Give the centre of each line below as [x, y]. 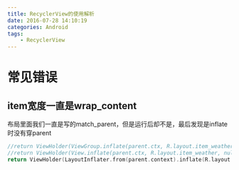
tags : [15, 34]
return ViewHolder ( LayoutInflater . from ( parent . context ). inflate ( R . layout [119, 159]
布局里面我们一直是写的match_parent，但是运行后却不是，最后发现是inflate [118, 124]
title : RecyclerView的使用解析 [51, 14]
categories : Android [38, 27]
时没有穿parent [30, 133]
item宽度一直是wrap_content [72, 106]
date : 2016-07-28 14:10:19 [47, 21]
